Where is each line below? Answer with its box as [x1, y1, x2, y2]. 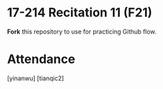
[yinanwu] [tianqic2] [7, 74, 64, 82]
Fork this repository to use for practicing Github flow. [7, 27, 157, 36]
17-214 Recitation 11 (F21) [7, 5, 153, 21]
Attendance [7, 51, 75, 67]
